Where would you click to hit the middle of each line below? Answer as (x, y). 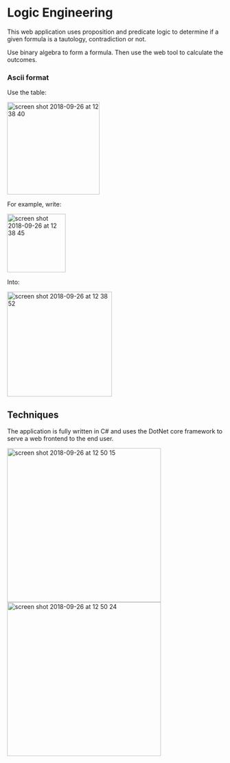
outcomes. (22, 59)
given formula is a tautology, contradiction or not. (77, 39)
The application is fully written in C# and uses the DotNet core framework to (115, 431)
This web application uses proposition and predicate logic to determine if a (113, 32)
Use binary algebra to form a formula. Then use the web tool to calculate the (115, 52)
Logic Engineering (60, 13)
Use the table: (27, 93)
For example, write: (34, 204)
